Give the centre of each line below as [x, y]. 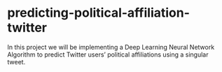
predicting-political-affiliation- [99, 13]
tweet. [16, 62]
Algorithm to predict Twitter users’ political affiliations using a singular [108, 55]
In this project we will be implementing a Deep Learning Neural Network [111, 47]
